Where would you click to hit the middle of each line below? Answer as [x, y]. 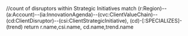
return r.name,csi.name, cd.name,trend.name [79, 27]
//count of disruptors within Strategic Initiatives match [71, 8]
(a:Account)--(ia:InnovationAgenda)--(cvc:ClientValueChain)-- [82, 15]
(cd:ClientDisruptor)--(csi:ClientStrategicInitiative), [67, 21]
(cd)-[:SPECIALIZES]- [156, 21]
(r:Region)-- [152, 8]
